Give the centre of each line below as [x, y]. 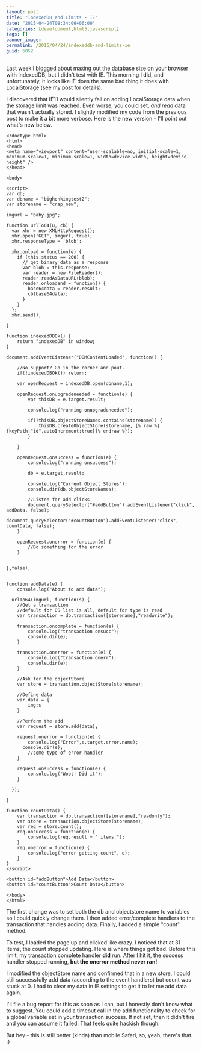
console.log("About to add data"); [62, 589]
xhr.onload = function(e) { [47, 252]
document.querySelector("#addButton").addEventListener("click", [112, 505]
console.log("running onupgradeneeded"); [81, 410]
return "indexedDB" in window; [56, 341]
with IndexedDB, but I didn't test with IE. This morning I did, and [85, 74]
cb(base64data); [48, 294]
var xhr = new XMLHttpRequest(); [54, 231]
